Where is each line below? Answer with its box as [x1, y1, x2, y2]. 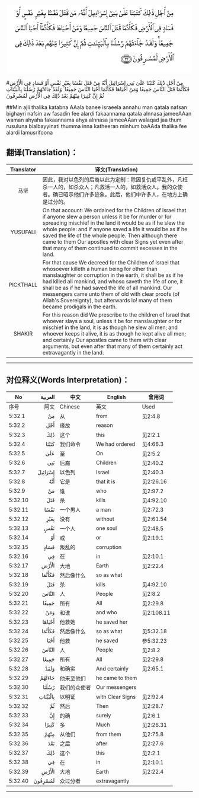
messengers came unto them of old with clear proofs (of [42, 291, 180, 298]
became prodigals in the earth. [42, 303, 117, 310]
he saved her [95, 618, 128, 625]
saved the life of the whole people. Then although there [42, 232, 178, 239]
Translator [9, 165, 37, 173]
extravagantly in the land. [42, 349, 104, 356]
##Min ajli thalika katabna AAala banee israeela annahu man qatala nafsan [6, 104, 188, 111]
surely [95, 712, 111, 719]
